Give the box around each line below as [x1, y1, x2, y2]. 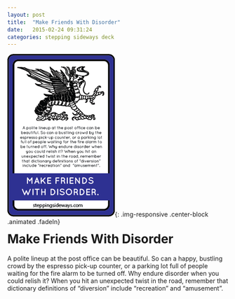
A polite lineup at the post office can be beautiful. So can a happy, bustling [7, 254, 223, 263]
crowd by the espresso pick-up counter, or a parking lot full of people [7, 262, 208, 270]
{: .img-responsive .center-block [114, 210, 209, 218]
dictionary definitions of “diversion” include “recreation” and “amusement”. [7, 284, 223, 292]
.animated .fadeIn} [7, 218, 61, 226]
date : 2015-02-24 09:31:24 [7, 26, 93, 33]
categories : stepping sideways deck [7, 34, 114, 41]
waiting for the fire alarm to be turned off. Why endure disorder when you [7, 270, 220, 277]
